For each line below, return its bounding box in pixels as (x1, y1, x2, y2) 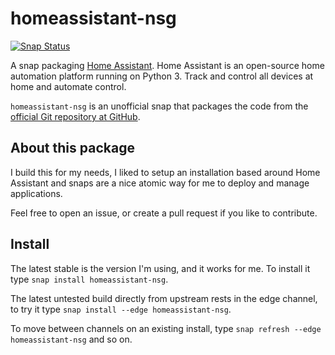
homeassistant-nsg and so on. (10, 333, 133, 345)
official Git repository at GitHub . (10, 110, 141, 122)
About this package (10, 140, 135, 157)
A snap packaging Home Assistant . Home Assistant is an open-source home (10, 59, 325, 71)
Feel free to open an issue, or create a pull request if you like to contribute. (10, 207, 318, 219)
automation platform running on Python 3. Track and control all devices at (10, 70, 314, 82)
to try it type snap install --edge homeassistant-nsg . (10, 303, 232, 315)
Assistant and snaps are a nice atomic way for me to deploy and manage (10, 177, 310, 189)
